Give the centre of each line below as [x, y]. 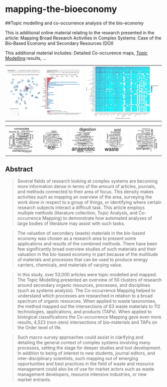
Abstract [19, 169]
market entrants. [34, 380]
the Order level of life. [40, 327]
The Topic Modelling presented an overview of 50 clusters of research [89, 280]
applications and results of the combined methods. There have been [87, 243]
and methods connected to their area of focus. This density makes [85, 192]
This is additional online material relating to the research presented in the [80, 32]
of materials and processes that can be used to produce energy [83, 259]
